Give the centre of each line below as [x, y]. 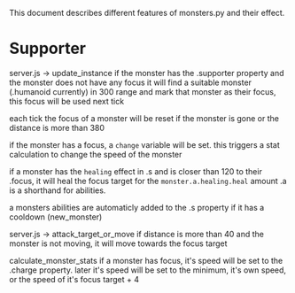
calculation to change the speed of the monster [96, 154]
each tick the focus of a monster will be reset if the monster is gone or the [144, 118]
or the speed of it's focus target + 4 [74, 279]
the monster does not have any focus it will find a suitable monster [131, 82]
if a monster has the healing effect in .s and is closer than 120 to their [136, 171]
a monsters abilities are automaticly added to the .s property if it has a [137, 207]
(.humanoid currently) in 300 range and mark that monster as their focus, [143, 91]
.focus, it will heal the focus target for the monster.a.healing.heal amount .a [148, 181]
